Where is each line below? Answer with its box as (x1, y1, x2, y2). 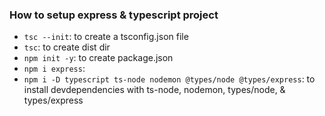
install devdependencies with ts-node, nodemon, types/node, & (23, 84, 286, 96)
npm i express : (23, 63, 86, 75)
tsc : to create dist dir (23, 41, 111, 53)
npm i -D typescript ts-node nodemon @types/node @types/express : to (23, 73, 316, 85)
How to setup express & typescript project (9, 8, 219, 22)
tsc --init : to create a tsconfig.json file (23, 31, 189, 43)
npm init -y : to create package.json (23, 52, 174, 64)
